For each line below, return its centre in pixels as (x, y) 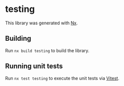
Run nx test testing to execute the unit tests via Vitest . (62, 78)
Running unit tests (34, 66)
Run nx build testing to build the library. (47, 50)
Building (18, 39)
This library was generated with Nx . (41, 23)
